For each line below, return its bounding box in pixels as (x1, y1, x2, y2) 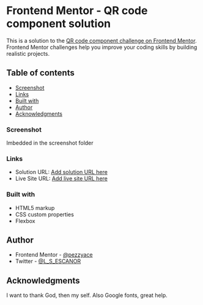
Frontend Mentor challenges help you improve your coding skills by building (6, 43, 197, 51)
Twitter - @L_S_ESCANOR (15, 258, 81, 265)
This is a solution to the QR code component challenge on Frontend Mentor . (6, 37, 197, 44)
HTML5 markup (15, 204, 55, 211)
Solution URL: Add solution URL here (15, 168, 108, 176)
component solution (6, 17, 111, 31)
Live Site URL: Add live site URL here (15, 175, 108, 183)
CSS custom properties (15, 211, 75, 218)
